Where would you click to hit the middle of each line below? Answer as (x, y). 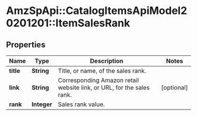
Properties (26, 45)
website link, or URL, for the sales (104, 87)
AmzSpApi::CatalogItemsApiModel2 (97, 11)
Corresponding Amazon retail (98, 80)
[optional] (174, 87)
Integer (42, 104)
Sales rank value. (81, 104)
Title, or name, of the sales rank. (102, 71)
